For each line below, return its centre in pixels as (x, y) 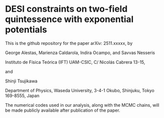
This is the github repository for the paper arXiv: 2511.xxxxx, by (69, 43)
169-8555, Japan (22, 96)
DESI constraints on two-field (66, 9)
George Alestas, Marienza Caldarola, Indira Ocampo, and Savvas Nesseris (80, 53)
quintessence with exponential (69, 19)
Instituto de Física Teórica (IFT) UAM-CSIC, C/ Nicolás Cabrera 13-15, (75, 62)
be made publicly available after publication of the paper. (63, 110)
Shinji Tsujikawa (21, 81)
